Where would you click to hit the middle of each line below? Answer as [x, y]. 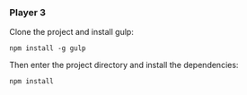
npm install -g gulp [48, 48]
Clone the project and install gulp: [72, 32]
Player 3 [28, 13]
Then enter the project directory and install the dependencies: [124, 65]
